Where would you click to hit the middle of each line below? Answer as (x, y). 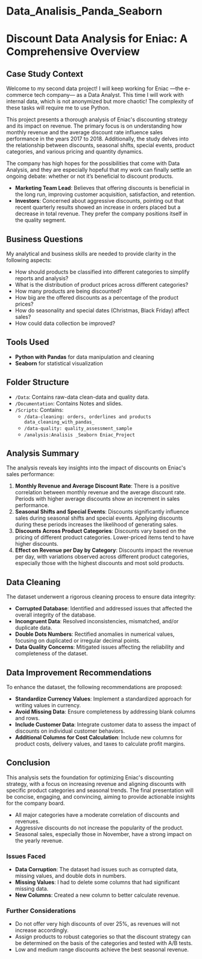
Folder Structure (38, 382)
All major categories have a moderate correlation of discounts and (97, 814)
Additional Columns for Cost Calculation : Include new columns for (99, 738)
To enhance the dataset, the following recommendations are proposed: (94, 687)
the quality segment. (40, 220)
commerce (20, 95)
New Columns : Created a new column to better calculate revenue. (97, 895)
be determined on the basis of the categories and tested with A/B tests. (104, 943)
